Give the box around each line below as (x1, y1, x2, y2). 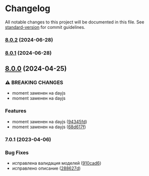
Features (5, 108, 27, 115)
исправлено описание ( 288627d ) (12, 165, 81, 171)
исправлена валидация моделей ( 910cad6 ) (12, 160, 101, 166)
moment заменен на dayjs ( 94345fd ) (12, 118, 87, 124)
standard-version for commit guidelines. (5, 24, 85, 30)
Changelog (5, 3, 50, 14)
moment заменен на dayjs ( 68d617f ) (12, 124, 86, 130)
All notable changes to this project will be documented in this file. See (5, 19, 145, 25)
